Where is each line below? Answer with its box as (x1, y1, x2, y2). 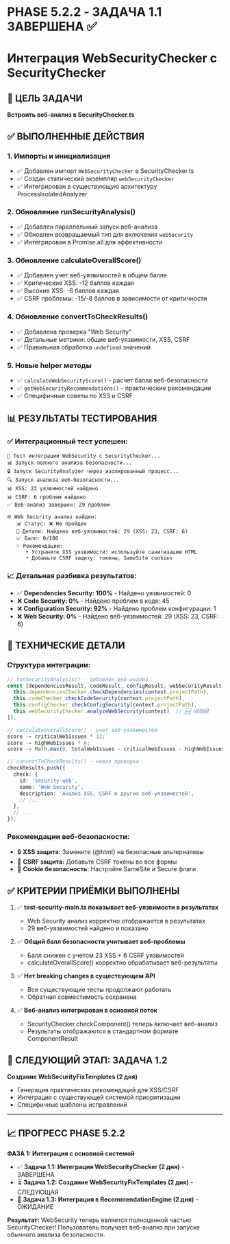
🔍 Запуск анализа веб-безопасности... (7, 476, 120, 483)
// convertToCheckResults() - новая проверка (7, 758, 139, 765)
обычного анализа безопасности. (7, 1230, 105, 1239)
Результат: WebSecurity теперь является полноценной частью (7, 1216, 192, 1224)
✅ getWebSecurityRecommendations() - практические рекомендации (16, 384, 212, 392)
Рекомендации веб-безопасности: (7, 832, 130, 842)
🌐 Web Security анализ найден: (7, 513, 97, 520)
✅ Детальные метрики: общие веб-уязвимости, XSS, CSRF (16, 335, 190, 343)
